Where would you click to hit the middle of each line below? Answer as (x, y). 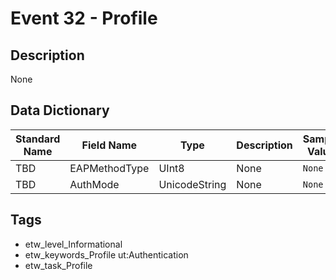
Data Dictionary (60, 110)
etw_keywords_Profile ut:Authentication (106, 254)
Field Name (109, 145)
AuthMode (94, 184)
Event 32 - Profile (84, 18)
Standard (38, 139)
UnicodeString (192, 184)
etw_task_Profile (58, 265)
